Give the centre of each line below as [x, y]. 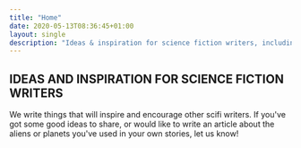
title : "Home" [36, 17]
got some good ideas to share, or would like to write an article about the [142, 124]
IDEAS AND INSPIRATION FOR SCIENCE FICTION [146, 78]
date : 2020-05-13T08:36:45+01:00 [72, 26]
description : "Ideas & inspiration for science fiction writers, [133, 43]
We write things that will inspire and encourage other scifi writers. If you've [148, 115]
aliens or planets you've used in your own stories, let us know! [124, 134]
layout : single [38, 34]
